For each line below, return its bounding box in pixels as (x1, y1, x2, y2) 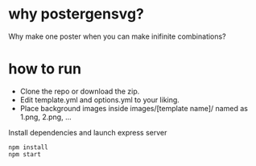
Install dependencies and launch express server (8, 127, 167, 137)
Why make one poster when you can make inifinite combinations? (8, 31, 227, 41)
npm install (8, 143, 48, 151)
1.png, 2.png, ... (19, 112, 72, 122)
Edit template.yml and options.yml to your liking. (19, 94, 180, 105)
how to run (8, 60, 82, 78)
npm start (8, 150, 42, 158)
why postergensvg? (8, 5, 145, 23)
